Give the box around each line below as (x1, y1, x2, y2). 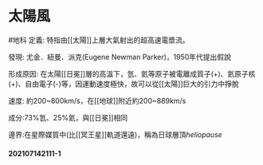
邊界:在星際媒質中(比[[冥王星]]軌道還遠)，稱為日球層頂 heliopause (8, 129, 223, 139)
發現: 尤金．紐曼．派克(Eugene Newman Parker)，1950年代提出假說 (8, 52, 231, 61)
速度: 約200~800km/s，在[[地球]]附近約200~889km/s (8, 96, 186, 105)
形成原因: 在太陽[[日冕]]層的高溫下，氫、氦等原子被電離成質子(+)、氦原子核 (8, 69, 256, 78)
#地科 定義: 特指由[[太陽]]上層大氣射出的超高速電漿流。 (8, 35, 190, 45)
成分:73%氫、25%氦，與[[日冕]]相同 (8, 112, 128, 122)
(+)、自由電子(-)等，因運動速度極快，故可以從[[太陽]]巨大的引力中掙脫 (8, 79, 239, 88)
